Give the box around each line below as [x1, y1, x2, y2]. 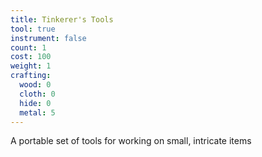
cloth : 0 [19, 89, 56, 99]
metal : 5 [19, 107, 56, 118]
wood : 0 [19, 80, 52, 90]
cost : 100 [10, 52, 52, 62]
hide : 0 [19, 98, 52, 108]
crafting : [10, 71, 52, 81]
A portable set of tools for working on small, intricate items [10, 135, 252, 147]
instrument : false [10, 33, 87, 43]
